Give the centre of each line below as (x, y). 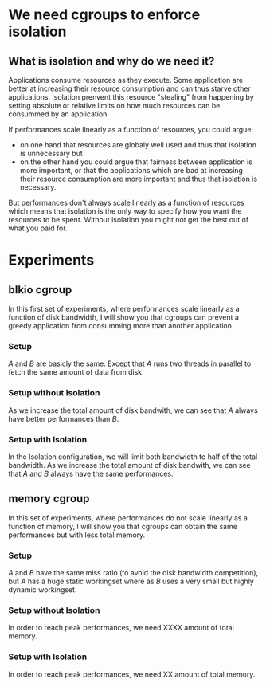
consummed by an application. (59, 114)
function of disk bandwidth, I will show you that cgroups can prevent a (123, 317)
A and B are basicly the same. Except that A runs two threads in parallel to (130, 363)
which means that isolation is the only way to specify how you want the (125, 211)
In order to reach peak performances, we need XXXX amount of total (121, 628)
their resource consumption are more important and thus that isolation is (138, 179)
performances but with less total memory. (77, 535)
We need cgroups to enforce (104, 15)
